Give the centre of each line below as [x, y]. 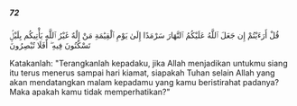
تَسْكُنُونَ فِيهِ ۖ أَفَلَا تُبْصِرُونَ [50, 45]
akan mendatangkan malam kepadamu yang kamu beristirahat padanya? [144, 82]
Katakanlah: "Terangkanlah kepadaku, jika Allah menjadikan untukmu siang [148, 63]
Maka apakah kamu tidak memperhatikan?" [90, 92]
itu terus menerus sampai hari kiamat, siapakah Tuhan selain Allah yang [142, 73]
